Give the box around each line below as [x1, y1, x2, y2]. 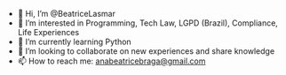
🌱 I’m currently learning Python [17, 36, 131, 47]
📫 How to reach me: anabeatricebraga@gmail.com [17, 56, 206, 66]
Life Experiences [17, 27, 80, 37]
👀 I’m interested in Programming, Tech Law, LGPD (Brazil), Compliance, [17, 18, 278, 28]
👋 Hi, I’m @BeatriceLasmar [17, 9, 115, 19]
